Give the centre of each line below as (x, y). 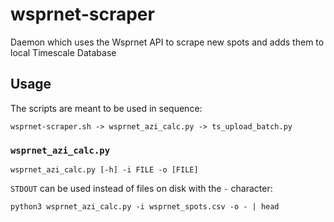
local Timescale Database (63, 52)
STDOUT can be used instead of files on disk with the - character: (141, 189)
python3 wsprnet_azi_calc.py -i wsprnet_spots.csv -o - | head (145, 207)
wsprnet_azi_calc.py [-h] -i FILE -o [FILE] (104, 170)
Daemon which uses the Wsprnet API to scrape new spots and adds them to (167, 42)
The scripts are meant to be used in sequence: (106, 108)
